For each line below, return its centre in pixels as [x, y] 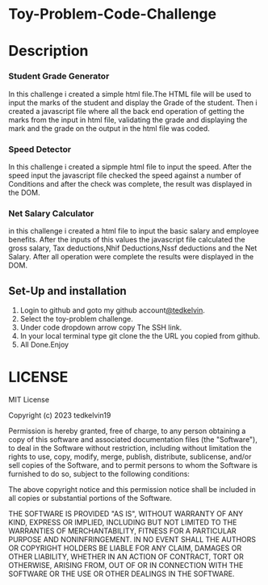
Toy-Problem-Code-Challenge [112, 14]
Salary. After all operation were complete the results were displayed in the [131, 257]
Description [48, 51]
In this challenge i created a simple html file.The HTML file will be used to [130, 94]
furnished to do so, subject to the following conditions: [99, 474]
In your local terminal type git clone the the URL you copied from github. [140, 336]
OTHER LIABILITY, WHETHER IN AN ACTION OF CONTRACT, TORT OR [126, 557]
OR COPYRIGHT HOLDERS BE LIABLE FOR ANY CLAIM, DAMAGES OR [125, 548]
